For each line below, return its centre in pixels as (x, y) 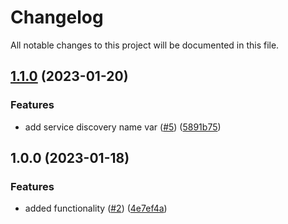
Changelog (57, 17)
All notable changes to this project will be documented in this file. (145, 45)
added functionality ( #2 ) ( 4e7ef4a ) (96, 208)
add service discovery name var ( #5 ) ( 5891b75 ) (123, 127)
